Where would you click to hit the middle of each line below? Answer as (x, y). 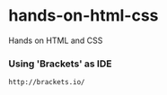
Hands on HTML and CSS (56, 40)
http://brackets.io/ (47, 82)
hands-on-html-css (83, 16)
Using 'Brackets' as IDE (60, 64)
